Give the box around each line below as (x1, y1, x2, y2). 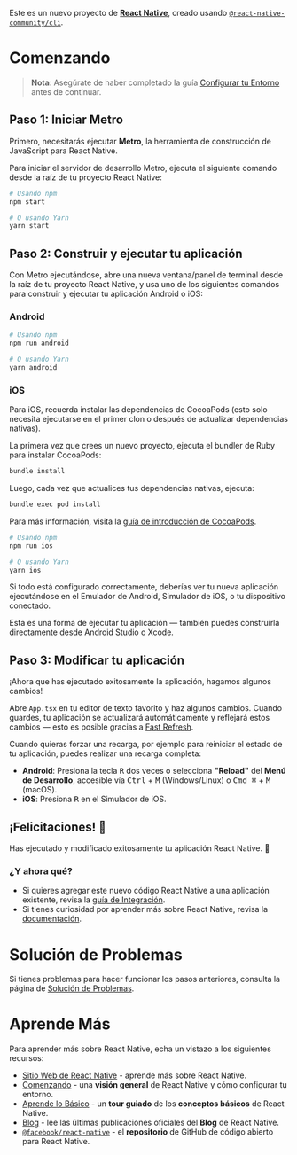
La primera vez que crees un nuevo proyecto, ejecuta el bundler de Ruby (9, 441, 276, 451)
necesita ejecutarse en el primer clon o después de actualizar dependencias (9, 414, 288, 425)
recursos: (9, 1053, 44, 1064)
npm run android (9, 339, 69, 348)
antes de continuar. (30, 86, 102, 97)
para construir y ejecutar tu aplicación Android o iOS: (9, 288, 204, 300)
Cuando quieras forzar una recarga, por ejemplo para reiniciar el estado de (9, 739, 283, 750)
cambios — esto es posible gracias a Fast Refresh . (9, 722, 194, 732)
